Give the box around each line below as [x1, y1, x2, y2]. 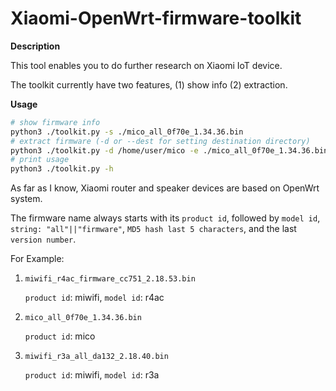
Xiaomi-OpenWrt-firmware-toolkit [10, 7, 302, 30]
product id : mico [24, 330, 96, 342]
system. [10, 193, 43, 205]
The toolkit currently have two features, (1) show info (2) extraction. [10, 78, 288, 91]
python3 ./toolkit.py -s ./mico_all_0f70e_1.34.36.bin [10, 127, 244, 137]
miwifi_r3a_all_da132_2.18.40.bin [24, 352, 169, 362]
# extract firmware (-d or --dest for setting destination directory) [10, 136, 311, 146]
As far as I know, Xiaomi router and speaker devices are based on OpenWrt [10, 182, 320, 194]
